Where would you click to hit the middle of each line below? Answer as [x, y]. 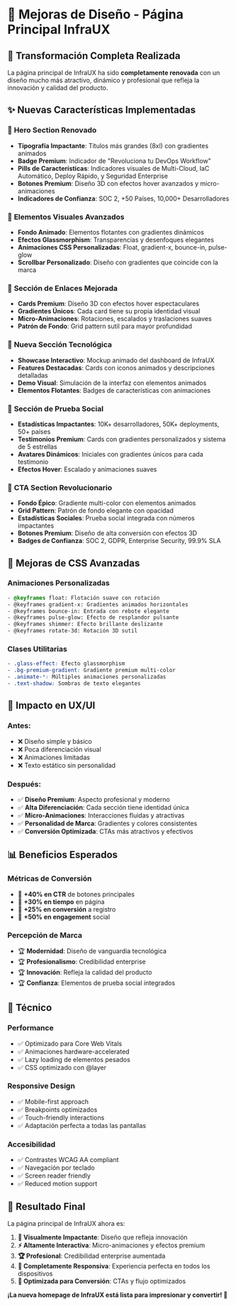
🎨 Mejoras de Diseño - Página [96, 15]
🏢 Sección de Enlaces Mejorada [63, 288]
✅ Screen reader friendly [54, 1176]
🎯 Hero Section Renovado [52, 130]
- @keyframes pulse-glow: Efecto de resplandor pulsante [93, 618]
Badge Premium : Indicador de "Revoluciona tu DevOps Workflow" [114, 161]
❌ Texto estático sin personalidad [66, 765]
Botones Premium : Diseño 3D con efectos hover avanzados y [108, 183]
